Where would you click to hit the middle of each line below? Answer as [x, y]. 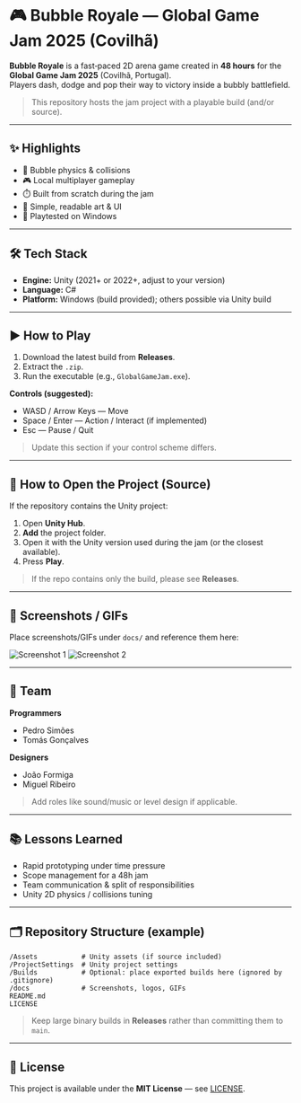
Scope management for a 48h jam [85, 875]
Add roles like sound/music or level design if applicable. [134, 801]
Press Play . [43, 561]
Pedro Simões [48, 730]
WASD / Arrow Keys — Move [75, 411]
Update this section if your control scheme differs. [124, 447]
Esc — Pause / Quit [58, 430]
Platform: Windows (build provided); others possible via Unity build [146, 299]
